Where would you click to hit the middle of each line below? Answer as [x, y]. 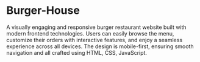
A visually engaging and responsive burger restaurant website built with [97, 27]
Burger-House [43, 11]
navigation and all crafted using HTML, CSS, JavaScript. [77, 52]
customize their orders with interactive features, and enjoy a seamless [95, 40]
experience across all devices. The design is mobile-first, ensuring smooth [100, 46]
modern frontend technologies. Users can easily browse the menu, [90, 33]
